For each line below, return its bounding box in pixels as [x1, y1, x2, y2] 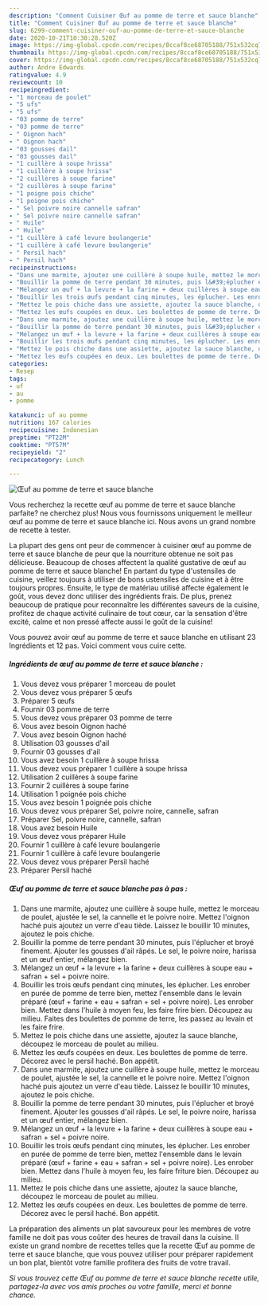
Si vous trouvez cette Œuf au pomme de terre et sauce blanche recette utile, [9, 1273, 260, 1283]
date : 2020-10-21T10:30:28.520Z [9, 33, 116, 42]
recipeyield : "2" [9, 448, 67, 457]
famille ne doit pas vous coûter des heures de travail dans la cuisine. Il [9, 1233, 239, 1242]
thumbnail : [9, 49, 45, 57]
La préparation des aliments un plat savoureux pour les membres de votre [9, 1224, 251, 1233]
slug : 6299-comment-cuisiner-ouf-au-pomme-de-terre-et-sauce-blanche [9, 26, 245, 34]
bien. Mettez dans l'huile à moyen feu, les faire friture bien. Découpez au [20, 1167, 259, 1176]
